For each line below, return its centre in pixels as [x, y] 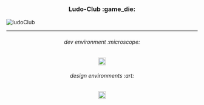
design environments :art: [102, 76]
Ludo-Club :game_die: [102, 9]
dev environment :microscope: [102, 42]
